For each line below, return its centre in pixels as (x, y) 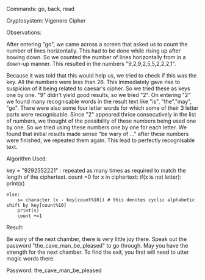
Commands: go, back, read (41, 9)
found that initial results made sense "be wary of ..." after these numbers (98, 134)
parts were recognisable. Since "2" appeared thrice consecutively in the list (101, 114)
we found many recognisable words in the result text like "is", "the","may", (99, 101)
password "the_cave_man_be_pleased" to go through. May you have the (97, 246)
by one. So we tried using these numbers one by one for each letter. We (97, 127)
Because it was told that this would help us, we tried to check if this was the (102, 75)
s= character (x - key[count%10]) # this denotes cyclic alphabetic (106, 200)
